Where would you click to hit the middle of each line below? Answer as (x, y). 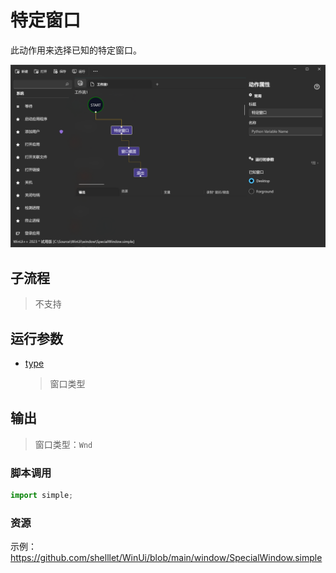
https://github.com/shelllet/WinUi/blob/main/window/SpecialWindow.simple (166, 558)
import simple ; (42, 496)
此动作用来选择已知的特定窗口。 (76, 50)
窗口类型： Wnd (63, 444)
